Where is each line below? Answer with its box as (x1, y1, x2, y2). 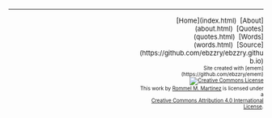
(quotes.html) (193, 32, 236, 41)
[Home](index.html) (176, 16, 237, 25)
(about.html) (194, 24, 233, 33)
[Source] (236, 40, 264, 49)
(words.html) (193, 40, 233, 49)
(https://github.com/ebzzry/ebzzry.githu (139, 48, 264, 57)
